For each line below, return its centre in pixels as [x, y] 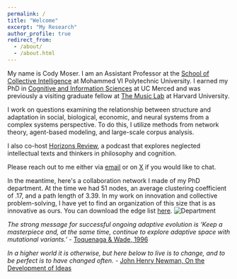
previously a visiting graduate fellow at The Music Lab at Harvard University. [118, 95]
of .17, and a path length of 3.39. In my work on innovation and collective [112, 196]
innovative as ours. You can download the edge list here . [90, 210]
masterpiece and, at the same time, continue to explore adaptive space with [119, 232]
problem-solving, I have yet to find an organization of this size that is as [111, 203]
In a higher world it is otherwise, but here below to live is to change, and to [116, 253]
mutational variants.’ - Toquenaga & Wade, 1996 [78, 239]
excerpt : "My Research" [42, 27]
